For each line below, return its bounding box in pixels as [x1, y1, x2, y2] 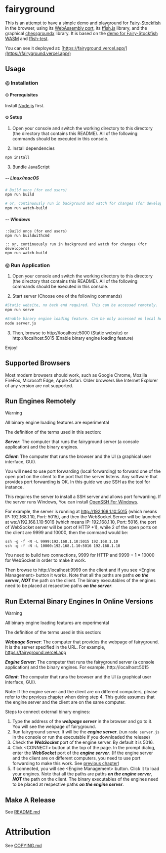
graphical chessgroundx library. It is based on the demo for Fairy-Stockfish [5, 30, 158, 36]
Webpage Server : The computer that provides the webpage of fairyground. [5, 639, 159, 645]
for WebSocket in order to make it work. [5, 557, 86, 563]
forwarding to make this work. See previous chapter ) [12, 761, 120, 766]
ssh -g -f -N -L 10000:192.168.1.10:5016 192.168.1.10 [5, 543, 121, 548]
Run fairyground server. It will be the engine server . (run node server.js [12, 729, 160, 735]
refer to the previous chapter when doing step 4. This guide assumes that [5, 694, 155, 700]
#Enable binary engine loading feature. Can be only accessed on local [5, 316, 156, 321]
